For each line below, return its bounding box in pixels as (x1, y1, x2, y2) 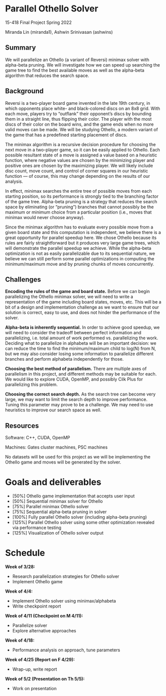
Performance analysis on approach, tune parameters (12, 647, 120, 653)
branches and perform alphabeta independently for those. (5, 356, 124, 362)
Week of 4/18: (5, 637, 35, 643)
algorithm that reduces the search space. (5, 73, 89, 78)
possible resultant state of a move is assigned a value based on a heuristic (5, 152, 158, 158)
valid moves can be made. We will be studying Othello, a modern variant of (5, 126, 158, 132)
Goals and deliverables (5, 476, 102, 488)
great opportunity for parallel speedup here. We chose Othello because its (5, 234, 157, 240)
